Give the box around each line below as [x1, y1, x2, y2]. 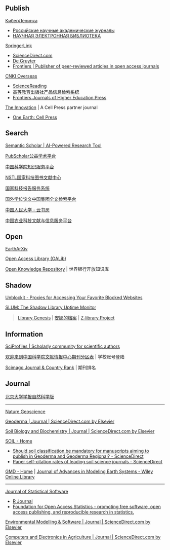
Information [5, 329, 44, 339]
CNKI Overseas [5, 73, 37, 79]
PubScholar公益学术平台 [5, 153, 56, 159]
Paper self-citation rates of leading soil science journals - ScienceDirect [12, 458, 163, 464]
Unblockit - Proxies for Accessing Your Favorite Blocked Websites [5, 295, 143, 301]
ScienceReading [12, 83, 47, 89]
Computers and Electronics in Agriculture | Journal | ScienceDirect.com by [5, 534, 161, 540]
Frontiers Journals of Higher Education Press [12, 94, 107, 100]
